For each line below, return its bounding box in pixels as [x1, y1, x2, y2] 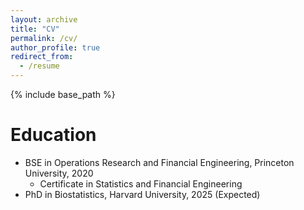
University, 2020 [24, 167, 94, 179]
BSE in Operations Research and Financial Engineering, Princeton [24, 156, 295, 168]
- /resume [19, 61, 60, 71]
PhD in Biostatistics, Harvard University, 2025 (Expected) [24, 188, 261, 200]
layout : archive [10, 14, 78, 25]
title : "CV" [10, 24, 60, 34]
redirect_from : [10, 52, 74, 62]
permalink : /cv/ [10, 33, 78, 43]
